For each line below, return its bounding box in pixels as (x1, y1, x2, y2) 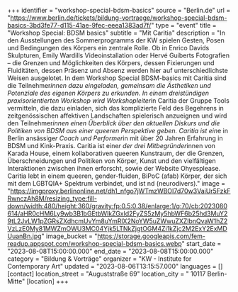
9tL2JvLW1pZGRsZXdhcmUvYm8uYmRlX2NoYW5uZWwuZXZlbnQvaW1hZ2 (7, 217, 228, 225)
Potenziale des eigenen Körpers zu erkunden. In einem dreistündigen (7, 89, 209, 97)
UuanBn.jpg (7, 232, 42, 240)
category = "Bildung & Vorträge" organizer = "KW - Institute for (7, 254, 192, 263)
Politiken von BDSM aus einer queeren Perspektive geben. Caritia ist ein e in (7, 127, 229, 135)
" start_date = (181, 240, 222, 247)
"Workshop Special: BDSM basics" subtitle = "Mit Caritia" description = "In (7, 28, 225, 37)
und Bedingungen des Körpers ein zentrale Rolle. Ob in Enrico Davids (7, 44, 210, 52)
